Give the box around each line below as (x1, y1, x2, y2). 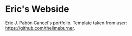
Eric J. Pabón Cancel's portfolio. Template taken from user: (5, 20, 127, 26)
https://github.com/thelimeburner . (5, 25, 75, 31)
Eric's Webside (5, 3, 69, 15)
